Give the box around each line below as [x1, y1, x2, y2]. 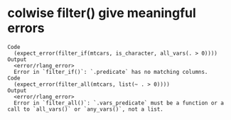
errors [7, 20, 45, 36]
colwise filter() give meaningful [7, 5, 197, 21]
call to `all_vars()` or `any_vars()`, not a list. [7, 105, 163, 113]
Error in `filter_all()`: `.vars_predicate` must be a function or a [14, 99, 224, 107]
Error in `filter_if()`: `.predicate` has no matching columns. [14, 68, 208, 75]
